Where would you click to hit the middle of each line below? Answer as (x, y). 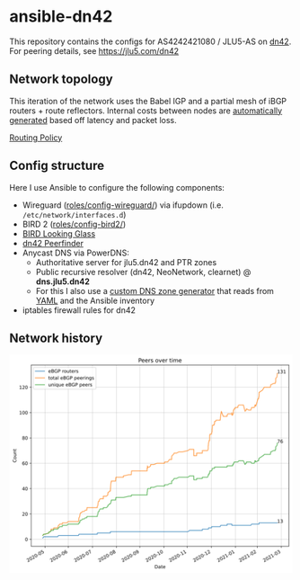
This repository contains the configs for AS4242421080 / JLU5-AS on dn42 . (150, 41)
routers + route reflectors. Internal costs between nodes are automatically (146, 111)
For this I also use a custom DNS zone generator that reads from (154, 290)
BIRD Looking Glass (59, 233)
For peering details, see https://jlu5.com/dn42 (94, 50)
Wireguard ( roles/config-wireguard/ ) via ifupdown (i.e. (123, 205)
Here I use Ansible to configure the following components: (117, 187)
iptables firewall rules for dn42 (79, 310)
